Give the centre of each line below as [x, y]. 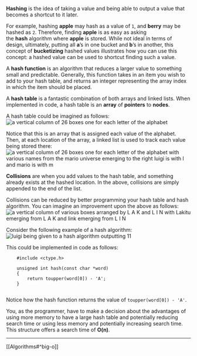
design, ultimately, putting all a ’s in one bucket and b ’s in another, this [90, 44]
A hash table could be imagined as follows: [58, 116]
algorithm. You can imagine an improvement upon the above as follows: [92, 206]
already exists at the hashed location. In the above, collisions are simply [93, 182]
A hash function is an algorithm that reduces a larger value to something [94, 69]
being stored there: [29, 146]
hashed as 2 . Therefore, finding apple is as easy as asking [76, 32]
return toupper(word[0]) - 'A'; [67, 279]
